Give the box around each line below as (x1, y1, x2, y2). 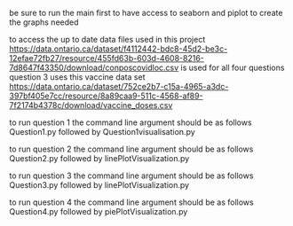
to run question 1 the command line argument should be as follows (9, 117, 252, 128)
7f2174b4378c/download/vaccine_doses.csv (9, 100, 173, 110)
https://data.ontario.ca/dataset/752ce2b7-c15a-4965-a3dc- (9, 82, 229, 91)
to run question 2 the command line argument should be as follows (9, 144, 254, 154)
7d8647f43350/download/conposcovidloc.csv (9, 62, 179, 73)
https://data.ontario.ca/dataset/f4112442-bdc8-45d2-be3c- (9, 43, 228, 54)
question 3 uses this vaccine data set (9, 72, 146, 82)
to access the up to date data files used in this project (9, 35, 206, 44)
